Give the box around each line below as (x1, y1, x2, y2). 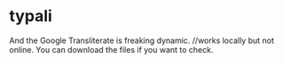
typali (9, 6, 53, 26)
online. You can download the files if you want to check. (9, 44, 214, 54)
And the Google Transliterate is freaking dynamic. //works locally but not (9, 35, 275, 46)
